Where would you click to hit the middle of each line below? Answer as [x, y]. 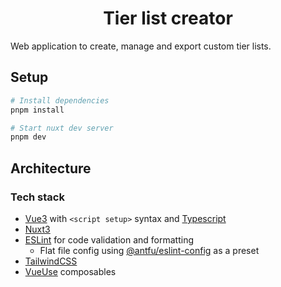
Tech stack [37, 197]
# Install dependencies [60, 100]
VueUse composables [70, 271]
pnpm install [37, 110]
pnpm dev [28, 137]
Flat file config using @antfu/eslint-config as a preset [149, 250]
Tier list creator [168, 18]
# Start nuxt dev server [62, 128]
